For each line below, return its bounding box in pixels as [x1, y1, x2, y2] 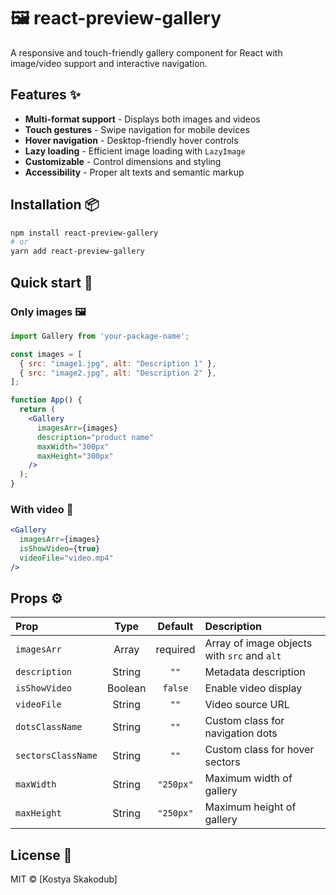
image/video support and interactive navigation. [10, 57, 208, 69]
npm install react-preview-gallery [10, 228, 159, 238]
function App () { [10, 395, 83, 405]
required [155, 643, 196, 657]
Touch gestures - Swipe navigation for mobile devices [24, 123, 250, 135]
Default [157, 620, 194, 634]
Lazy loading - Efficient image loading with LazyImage [24, 145, 246, 157]
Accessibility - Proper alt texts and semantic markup [24, 166, 245, 178]
